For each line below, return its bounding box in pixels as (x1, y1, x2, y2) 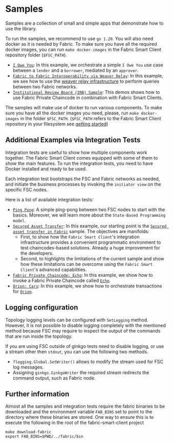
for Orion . (12, 288, 33, 294)
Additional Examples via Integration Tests (5, 136, 141, 144)
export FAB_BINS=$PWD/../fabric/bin (5, 434, 83, 439)
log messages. (12, 364, 44, 370)
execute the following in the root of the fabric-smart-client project (5, 419, 144, 426)
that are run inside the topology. (5, 333, 73, 339)
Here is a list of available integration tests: (5, 196, 94, 203)
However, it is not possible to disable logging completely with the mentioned (5, 322, 166, 329)
